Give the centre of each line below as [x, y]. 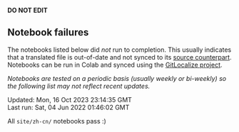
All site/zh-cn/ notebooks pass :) [57, 121]
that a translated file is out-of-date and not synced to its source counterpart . [119, 57]
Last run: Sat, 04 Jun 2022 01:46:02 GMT [68, 107]
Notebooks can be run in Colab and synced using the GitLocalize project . [115, 65]
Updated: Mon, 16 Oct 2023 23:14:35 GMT [70, 99]
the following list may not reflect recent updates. [79, 86]
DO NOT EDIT [27, 10]
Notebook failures [48, 32]
